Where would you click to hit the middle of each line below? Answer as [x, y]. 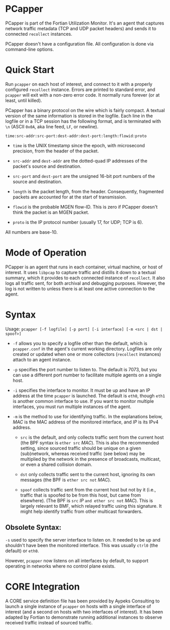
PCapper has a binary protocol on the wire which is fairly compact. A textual [85, 110]
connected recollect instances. [39, 34]
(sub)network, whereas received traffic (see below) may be [82, 454]
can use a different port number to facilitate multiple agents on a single [87, 375]
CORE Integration [42, 587]
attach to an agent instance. [42, 359]
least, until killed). [24, 100]
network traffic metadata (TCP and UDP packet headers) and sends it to [81, 28]
